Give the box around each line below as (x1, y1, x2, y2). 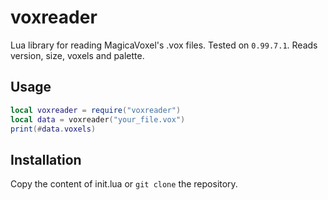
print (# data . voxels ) (10, 124, 97, 134)
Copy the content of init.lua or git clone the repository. (10, 178, 238, 190)
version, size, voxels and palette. (10, 49, 145, 61)
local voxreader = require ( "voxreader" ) (10, 105, 182, 115)
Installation (10, 151, 82, 168)
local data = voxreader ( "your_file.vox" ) (10, 114, 186, 125)
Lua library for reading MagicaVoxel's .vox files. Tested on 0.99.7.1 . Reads (10, 39, 318, 51)
